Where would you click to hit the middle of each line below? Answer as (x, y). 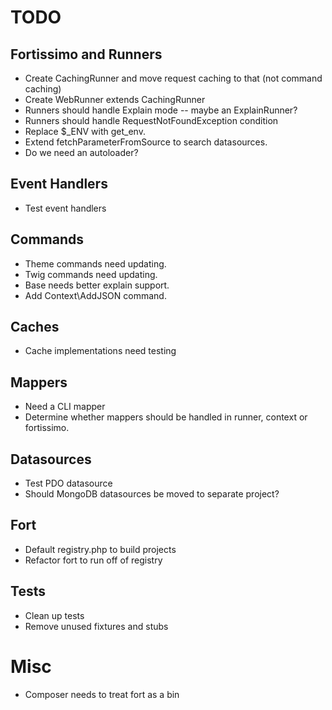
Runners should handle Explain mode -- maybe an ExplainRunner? (161, 110)
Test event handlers (65, 208)
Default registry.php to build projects (100, 549)
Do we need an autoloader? (81, 152)
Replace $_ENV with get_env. (85, 131)
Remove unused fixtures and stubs (96, 626)
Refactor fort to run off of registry (93, 560)
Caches (35, 327)
